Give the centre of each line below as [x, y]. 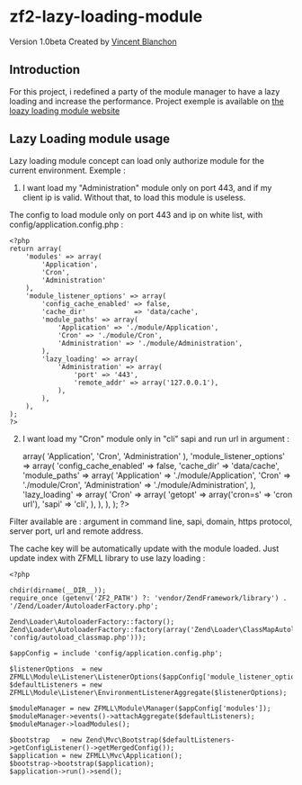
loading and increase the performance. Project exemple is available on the [147, 101]
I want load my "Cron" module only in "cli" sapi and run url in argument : [156, 438]
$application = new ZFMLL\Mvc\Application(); [96, 755]
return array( [36, 248]
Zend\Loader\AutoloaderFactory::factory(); [92, 622]
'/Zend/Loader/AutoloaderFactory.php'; [84, 606]
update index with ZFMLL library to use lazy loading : [107, 558]
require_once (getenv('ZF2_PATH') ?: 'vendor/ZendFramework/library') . [148, 598]
